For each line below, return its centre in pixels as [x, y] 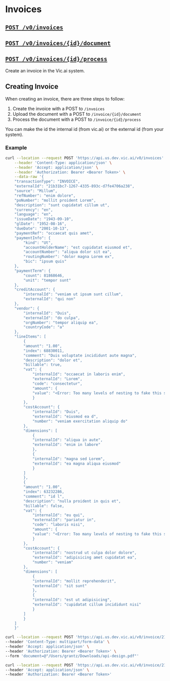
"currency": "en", [34, 210]
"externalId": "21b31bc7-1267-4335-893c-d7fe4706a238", [75, 186]
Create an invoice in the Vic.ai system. [45, 71]
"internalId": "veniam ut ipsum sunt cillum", [73, 294]
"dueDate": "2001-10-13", [42, 229]
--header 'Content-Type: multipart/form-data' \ [57, 642]
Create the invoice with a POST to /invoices [58, 108]
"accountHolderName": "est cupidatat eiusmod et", [78, 247]
